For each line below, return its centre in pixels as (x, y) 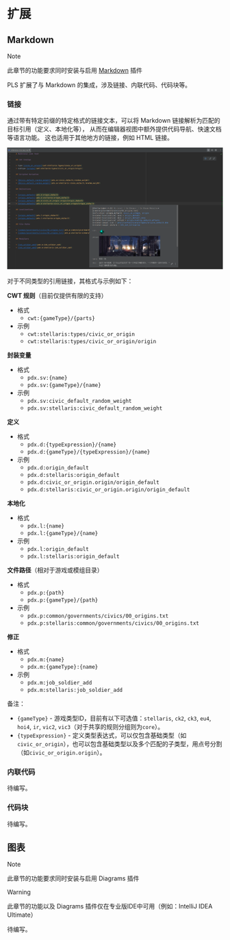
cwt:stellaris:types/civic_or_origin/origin (92, 342)
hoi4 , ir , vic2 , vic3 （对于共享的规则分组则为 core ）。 (90, 727)
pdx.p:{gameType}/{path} (63, 600)
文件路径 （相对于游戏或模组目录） (55, 570)
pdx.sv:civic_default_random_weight (79, 401)
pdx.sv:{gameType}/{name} (64, 385)
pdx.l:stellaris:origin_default (73, 557)
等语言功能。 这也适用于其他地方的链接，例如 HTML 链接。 (90, 138)
